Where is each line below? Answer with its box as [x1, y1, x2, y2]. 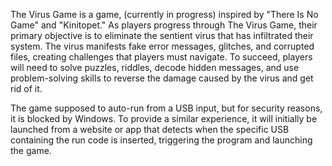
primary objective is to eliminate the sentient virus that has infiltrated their [10, 30, 314, 41]
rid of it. [10, 83, 43, 94]
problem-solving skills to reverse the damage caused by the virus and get [10, 72, 314, 84]
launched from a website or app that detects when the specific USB [10, 124, 290, 135]
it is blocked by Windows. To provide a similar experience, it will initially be [10, 113, 318, 124]
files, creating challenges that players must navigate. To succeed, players [10, 51, 313, 63]
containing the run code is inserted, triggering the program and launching [10, 134, 313, 146]
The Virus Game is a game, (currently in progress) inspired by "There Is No [10, 9, 319, 20]
